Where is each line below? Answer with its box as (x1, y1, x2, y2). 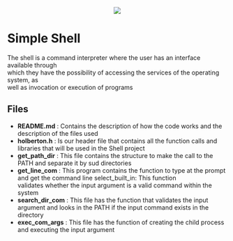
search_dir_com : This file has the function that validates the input (17, 196, 209, 204)
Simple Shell (7, 31, 81, 47)
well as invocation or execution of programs (7, 83, 133, 91)
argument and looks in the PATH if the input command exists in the (17, 203, 209, 212)
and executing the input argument (17, 225, 115, 233)
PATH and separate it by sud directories (17, 159, 132, 167)
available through (7, 61, 57, 69)
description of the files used (17, 129, 99, 137)
